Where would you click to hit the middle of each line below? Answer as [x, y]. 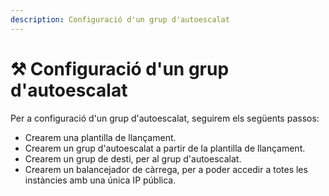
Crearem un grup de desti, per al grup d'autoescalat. [133, 158]
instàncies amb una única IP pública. [100, 180]
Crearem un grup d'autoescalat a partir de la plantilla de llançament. [165, 148]
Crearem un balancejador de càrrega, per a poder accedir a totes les [166, 169]
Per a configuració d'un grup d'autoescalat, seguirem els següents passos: [165, 118]
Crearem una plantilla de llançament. [100, 137]
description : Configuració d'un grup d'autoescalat [120, 19]
